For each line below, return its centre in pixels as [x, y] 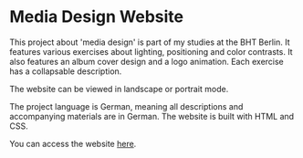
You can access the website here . [73, 143]
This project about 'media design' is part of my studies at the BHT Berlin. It [150, 42]
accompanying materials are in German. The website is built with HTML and [152, 116]
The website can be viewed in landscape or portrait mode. [119, 89]
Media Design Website [97, 17]
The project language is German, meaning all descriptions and [126, 106]
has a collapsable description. [66, 71]
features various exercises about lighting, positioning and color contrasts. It [151, 51]
